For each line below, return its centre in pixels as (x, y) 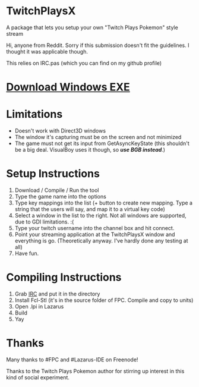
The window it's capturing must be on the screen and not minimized (98, 137)
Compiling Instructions (64, 277)
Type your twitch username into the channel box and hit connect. (94, 228)
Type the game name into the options (61, 196)
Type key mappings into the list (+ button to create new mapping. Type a (104, 203)
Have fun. (27, 253)
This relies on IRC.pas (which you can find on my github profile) (84, 63)
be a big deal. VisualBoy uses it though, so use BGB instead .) (90, 150)
